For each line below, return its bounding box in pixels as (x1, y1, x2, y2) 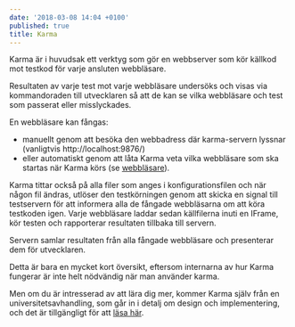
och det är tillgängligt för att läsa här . (9, 307, 144, 318)
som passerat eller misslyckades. (9, 100, 132, 110)
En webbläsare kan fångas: (9, 117, 109, 127)
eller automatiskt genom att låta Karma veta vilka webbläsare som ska (21, 153, 279, 164)
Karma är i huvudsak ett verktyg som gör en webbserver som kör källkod (9, 54, 277, 65)
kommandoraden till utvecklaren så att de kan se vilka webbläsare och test (9, 90, 283, 101)
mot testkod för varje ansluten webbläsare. (9, 63, 167, 74)
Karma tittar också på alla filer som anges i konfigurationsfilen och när (9, 180, 267, 191)
